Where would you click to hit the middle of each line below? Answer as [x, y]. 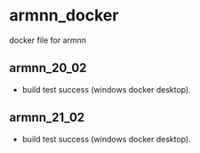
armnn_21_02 [47, 118]
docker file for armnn [48, 40]
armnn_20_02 [48, 68]
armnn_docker [64, 16]
